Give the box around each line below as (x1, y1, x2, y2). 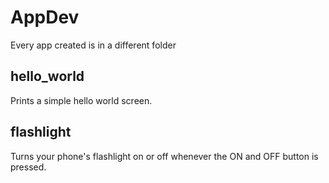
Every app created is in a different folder (10, 39, 177, 51)
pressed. (10, 161, 47, 173)
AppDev (10, 6, 80, 29)
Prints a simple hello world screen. (10, 94, 153, 106)
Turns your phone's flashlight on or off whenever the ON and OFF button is (10, 150, 319, 162)
